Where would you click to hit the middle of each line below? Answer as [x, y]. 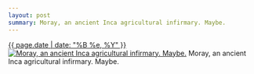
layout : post [29, 15]
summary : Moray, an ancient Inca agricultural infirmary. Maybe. [117, 23]
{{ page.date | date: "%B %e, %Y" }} [67, 44]
